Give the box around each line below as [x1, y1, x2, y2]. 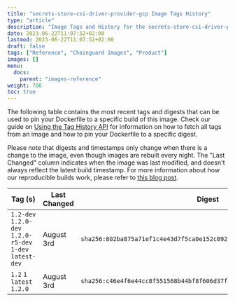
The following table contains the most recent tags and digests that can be [7, 108, 220, 116]
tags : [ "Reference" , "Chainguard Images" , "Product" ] [7, 50, 168, 57]
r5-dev [10, 239, 33, 247]
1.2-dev [10, 211, 36, 219]
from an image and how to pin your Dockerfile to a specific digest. [7, 130, 198, 139]
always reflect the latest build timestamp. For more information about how [7, 166, 220, 174]
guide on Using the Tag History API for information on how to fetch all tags [7, 123, 222, 131]
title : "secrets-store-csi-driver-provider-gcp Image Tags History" [7, 10, 211, 18]
